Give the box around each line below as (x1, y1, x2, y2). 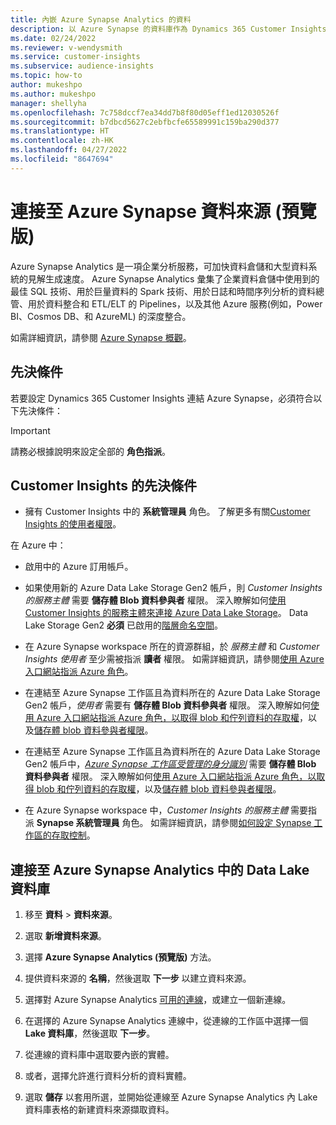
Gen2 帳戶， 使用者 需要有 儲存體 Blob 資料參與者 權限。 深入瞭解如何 (24, 699, 312, 711)
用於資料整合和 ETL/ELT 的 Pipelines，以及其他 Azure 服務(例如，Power (27, 297, 323, 310)
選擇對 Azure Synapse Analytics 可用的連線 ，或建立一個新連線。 (24, 994, 292, 1006)
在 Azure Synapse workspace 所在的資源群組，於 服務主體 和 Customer (24, 641, 320, 653)
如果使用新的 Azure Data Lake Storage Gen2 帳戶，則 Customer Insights (24, 582, 323, 594)
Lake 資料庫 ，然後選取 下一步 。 (24, 1027, 156, 1040)
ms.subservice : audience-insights (10, 61, 155, 71)
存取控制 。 (51, 829, 96, 841)
